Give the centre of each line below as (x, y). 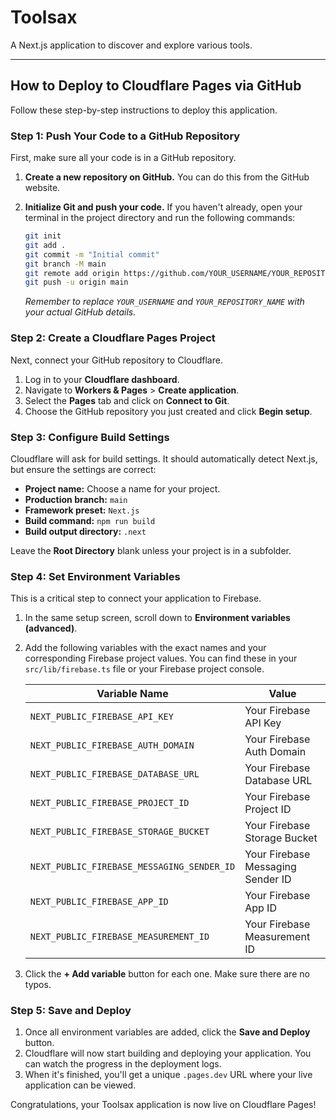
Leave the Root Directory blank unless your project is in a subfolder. (151, 550)
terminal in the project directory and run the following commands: (160, 218)
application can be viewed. (80, 1085)
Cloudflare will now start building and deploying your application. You (168, 1053)
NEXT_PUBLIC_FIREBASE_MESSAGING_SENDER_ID (132, 867)
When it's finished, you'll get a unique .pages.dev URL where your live (168, 1075)
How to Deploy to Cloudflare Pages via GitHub (156, 86)
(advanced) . (51, 628)
